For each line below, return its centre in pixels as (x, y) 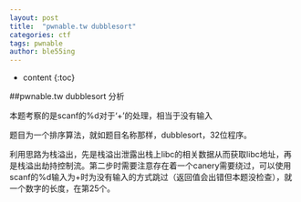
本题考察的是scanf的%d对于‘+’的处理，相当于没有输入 (111, 116)
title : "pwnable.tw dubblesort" (73, 26)
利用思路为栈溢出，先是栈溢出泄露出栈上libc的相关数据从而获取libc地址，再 (150, 155)
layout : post (34, 18)
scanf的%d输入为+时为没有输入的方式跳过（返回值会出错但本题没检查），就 (151, 177)
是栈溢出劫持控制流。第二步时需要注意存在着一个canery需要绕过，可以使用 (150, 166)
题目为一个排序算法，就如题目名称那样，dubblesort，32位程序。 (131, 135)
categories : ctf (40, 35)
